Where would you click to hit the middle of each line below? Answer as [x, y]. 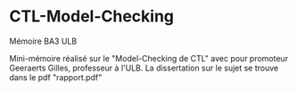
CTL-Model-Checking [91, 17]
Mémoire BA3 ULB [43, 41]
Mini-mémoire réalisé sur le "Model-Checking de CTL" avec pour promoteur [148, 58]
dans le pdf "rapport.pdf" [56, 77]
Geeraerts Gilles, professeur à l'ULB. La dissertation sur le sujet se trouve [144, 68]
